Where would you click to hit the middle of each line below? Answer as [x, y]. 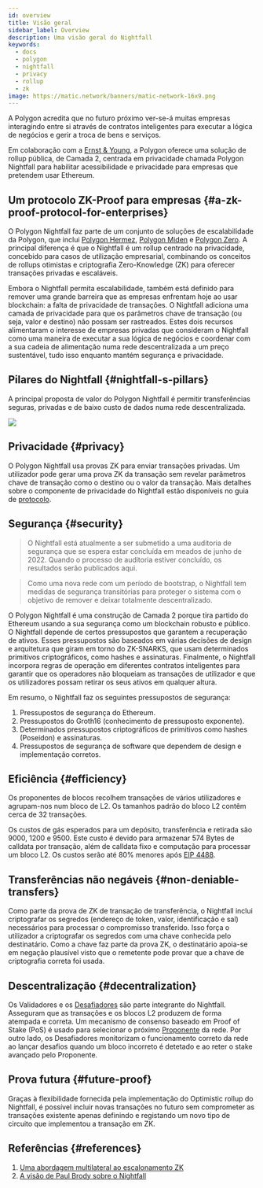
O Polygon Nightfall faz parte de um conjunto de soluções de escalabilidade [131, 231]
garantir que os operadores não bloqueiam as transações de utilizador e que [132, 673]
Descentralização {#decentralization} [102, 985]
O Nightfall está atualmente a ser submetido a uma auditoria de [129, 543]
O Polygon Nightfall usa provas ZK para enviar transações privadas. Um [124, 466]
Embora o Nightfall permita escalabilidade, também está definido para [121, 289]
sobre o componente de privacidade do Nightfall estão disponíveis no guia [128, 491]
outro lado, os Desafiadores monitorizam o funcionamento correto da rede [128, 1038]
